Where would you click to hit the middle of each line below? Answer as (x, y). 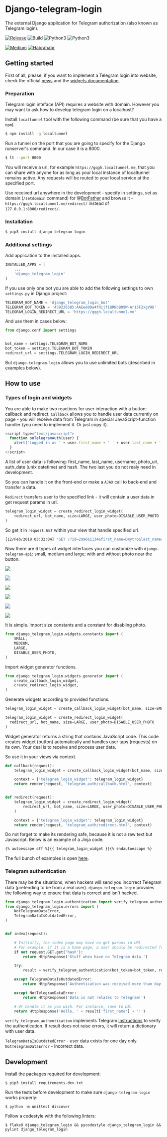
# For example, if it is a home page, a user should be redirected (85, 947)
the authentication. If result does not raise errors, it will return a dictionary (81, 1026)
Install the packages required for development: (53, 1074)
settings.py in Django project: (36, 293)
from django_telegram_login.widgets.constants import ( (64, 634)
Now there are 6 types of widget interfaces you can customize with (74, 549)
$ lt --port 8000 (23, 158)
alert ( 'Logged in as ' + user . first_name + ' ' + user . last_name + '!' (90, 443)
